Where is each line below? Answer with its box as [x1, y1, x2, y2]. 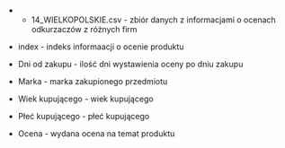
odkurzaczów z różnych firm [31, 24, 138, 34]
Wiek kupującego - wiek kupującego [17, 93, 155, 104]
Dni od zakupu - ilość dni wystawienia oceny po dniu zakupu [17, 59, 244, 69]
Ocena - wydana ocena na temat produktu [17, 128, 175, 139]
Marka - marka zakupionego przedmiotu [17, 76, 168, 86]
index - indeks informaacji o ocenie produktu [17, 41, 184, 52]
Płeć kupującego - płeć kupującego [17, 111, 150, 121]
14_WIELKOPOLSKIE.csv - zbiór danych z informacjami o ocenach [31, 14, 276, 25]
